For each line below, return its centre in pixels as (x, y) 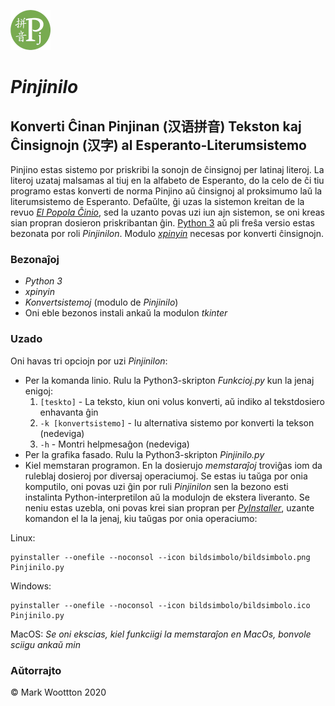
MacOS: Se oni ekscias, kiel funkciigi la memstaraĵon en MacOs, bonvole (161, 634)
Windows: (31, 586)
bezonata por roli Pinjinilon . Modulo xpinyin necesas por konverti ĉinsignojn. (167, 233)
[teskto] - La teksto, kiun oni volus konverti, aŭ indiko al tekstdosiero (182, 401)
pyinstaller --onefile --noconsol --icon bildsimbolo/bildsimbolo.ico (160, 605)
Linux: (23, 537)
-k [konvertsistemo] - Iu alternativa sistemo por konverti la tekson (177, 422)
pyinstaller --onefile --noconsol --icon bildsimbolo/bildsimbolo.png (160, 557)
